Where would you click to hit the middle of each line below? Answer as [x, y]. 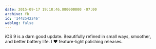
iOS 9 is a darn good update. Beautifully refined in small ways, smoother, [78, 37]
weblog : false [19, 23]
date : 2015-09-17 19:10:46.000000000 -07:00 [51, 9]
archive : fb [17, 14]
